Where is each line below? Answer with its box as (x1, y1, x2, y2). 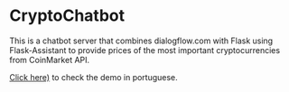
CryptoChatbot (9, 5, 126, 26)
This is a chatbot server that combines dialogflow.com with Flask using (9, 35, 274, 46)
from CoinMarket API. (9, 54, 90, 65)
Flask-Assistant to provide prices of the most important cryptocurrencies (9, 44, 281, 55)
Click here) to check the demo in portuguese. (9, 71, 178, 82)
